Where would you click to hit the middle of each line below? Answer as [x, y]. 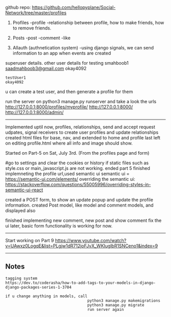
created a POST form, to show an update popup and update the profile [79, 200]
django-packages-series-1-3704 [38, 287]
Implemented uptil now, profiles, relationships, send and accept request [80, 127]
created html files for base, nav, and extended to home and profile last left [83, 138]
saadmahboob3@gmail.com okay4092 [46, 68]
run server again [106, 309]
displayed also [20, 210]
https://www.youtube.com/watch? [91, 240]
